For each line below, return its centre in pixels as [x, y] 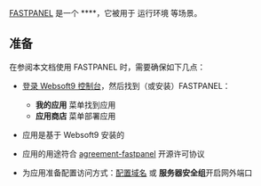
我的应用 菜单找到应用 [75, 104]
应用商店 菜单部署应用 [75, 116]
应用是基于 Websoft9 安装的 [73, 134]
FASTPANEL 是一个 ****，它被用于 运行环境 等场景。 [106, 13]
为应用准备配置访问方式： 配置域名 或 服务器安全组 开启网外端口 [137, 173]
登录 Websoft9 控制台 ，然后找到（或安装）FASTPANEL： [126, 85]
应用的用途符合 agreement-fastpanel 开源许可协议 [114, 153]
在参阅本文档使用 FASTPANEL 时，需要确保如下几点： [107, 67]
